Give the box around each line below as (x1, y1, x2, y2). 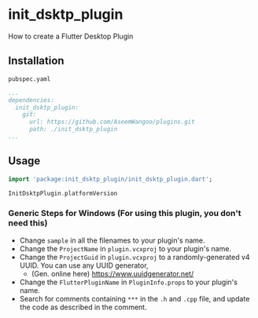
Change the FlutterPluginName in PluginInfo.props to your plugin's (19, 277, 238, 287)
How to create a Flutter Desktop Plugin (8, 31, 134, 41)
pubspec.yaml (8, 75, 51, 83)
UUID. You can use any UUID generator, (19, 261, 149, 270)
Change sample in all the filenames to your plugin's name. (19, 236, 206, 245)
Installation (8, 54, 64, 68)
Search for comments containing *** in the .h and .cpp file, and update (19, 294, 250, 303)
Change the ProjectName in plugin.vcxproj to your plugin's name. (19, 243, 232, 253)
